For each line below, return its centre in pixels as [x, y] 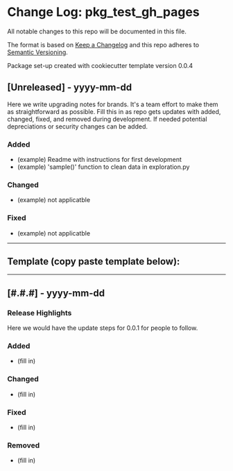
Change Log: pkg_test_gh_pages [103, 12]
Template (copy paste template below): [94, 262]
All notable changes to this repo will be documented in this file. [97, 31]
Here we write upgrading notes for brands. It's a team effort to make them [113, 104]
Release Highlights [40, 313]
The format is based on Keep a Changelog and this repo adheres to [103, 44]
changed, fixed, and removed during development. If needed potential [107, 119]
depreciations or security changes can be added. [77, 126]
